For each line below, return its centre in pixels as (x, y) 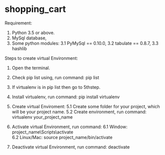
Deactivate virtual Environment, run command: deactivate (71, 147)
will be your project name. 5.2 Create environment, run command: (79, 112)
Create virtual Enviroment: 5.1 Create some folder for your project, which (86, 106)
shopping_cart (35, 9)
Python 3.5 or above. (33, 32)
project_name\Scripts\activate (42, 132)
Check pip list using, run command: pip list (55, 77)
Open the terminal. (31, 68)
